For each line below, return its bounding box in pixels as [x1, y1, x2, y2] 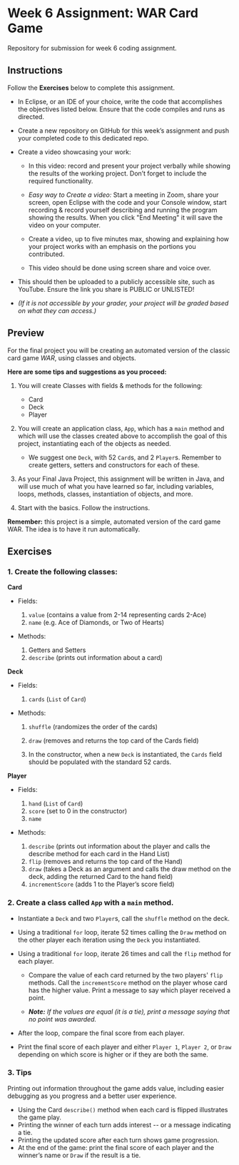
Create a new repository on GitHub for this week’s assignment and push [17, 126, 230, 135]
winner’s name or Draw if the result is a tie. [17, 1151, 141, 1159]
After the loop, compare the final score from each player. [17, 1029, 185, 1037]
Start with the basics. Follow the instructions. [17, 503, 151, 512]
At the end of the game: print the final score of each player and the [17, 1143, 215, 1151]
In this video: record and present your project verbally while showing [28, 161, 230, 170]
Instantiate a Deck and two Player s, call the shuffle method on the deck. [17, 914, 230, 922]
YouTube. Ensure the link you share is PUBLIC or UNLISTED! [17, 285, 195, 293]
